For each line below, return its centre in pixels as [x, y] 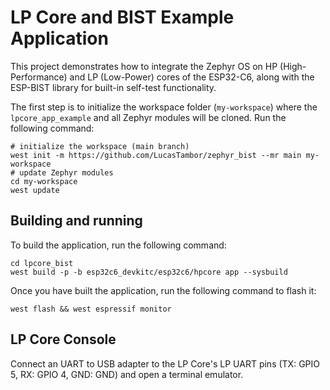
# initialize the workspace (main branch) [100, 146]
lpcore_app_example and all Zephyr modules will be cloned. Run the [148, 117]
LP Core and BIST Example [122, 17]
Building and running [76, 221]
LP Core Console [63, 339]
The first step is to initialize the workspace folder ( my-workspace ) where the [164, 107]
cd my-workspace [44, 181]
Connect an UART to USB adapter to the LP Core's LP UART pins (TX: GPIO [165, 363]
